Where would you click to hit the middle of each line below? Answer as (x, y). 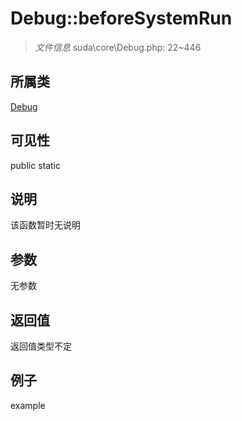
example (28, 405)
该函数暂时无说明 (45, 225)
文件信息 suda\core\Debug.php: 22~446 (118, 47)
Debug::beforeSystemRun (121, 18)
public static (36, 165)
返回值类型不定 (41, 346)
